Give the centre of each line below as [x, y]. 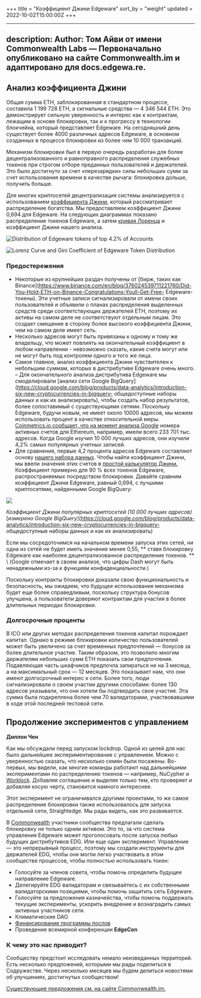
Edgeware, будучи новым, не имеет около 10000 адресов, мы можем [104, 412]
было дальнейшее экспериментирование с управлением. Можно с [92, 754]
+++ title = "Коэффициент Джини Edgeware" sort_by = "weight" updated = [100, 9]
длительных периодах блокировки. [51, 605]
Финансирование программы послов [63, 923]
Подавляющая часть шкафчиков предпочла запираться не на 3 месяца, [98, 665]
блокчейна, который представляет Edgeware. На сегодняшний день [93, 128]
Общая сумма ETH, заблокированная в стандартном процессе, [88, 102]
